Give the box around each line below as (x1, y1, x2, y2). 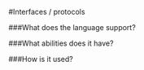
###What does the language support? (8, 23, 136, 32)
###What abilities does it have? (8, 38, 114, 48)
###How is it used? (8, 55, 73, 63)
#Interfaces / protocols (8, 7, 85, 16)
